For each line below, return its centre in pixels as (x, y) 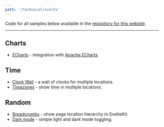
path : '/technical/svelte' (32, 9)
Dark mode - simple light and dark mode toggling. (62, 119)
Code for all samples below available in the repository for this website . (76, 23)
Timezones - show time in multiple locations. (57, 87)
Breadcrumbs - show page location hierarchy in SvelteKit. (70, 114)
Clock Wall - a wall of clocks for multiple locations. (63, 82)
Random (18, 102)
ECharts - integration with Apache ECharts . (55, 55)
